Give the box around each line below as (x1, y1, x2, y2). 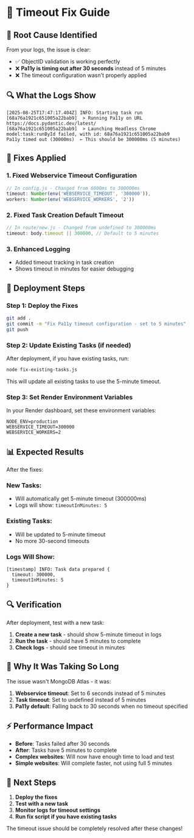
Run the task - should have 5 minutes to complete (15, 637, 141, 644)
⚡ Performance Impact (6, 721, 94, 731)
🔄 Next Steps (6, 777, 57, 787)
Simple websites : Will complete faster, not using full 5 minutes (15, 760, 172, 767)
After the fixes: (6, 466, 44, 473)
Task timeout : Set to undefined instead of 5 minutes (15, 696, 147, 703)
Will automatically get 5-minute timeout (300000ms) (15, 495, 147, 503)
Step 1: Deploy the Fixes (6, 301, 78, 310)
